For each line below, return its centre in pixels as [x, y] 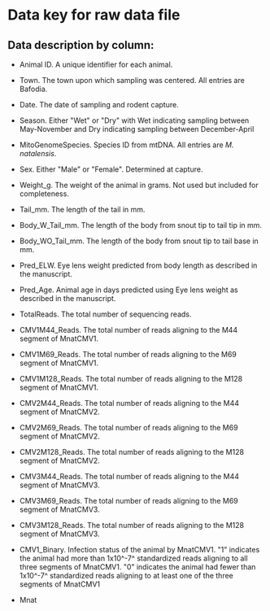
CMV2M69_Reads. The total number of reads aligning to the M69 [128, 428]
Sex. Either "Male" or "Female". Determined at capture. [111, 169]
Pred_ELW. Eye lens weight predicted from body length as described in [138, 265]
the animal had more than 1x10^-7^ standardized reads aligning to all [134, 558]
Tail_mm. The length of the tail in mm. [82, 209]
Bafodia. [33, 89]
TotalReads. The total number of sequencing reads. [105, 314]
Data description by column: [81, 45]
